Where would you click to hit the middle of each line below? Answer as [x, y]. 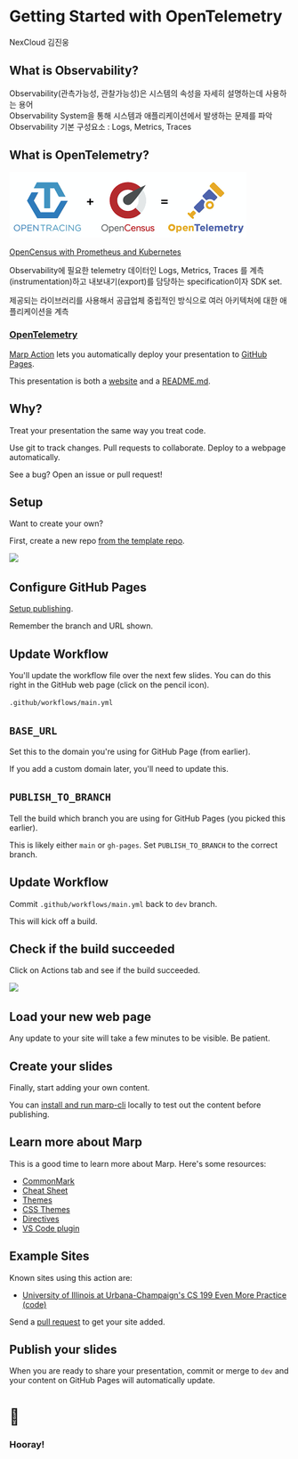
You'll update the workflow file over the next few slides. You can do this [140, 676]
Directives [40, 1219]
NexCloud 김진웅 [39, 42]
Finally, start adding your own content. [80, 1087]
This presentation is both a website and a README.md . [110, 381]
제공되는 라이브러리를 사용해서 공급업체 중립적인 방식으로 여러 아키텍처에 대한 [144, 300]
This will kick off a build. [53, 921]
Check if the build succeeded [92, 948]
